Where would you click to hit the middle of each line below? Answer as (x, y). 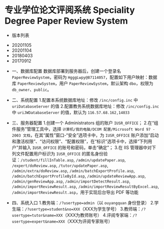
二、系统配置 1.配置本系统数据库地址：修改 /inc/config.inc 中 (75, 100)
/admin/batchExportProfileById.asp (48, 176)
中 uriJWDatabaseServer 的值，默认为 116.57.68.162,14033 (71, 112)
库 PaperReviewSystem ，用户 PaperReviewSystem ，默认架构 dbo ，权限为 (82, 83)
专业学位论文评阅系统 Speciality (70, 10)
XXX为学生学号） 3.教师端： (113, 209)
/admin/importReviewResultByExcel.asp (118, 187)
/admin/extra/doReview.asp (39, 171)
